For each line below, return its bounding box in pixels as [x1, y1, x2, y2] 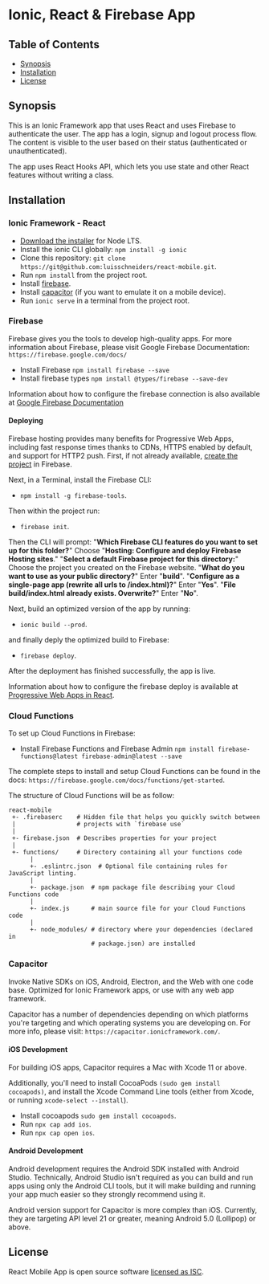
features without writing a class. [8, 170, 115, 180]
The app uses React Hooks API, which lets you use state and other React [8, 161, 250, 171]
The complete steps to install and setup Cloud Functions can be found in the [8, 767, 261, 777]
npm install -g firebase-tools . [19, 491, 127, 499]
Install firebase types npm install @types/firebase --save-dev [19, 373, 229, 383]
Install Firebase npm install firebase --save [19, 365, 170, 374]
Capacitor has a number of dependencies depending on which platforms [8, 1009, 249, 1019]
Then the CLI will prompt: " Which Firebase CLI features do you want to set [8, 537, 259, 547]
